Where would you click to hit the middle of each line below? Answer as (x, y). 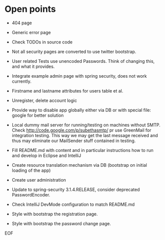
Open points (30, 9)
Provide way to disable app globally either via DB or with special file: (81, 110)
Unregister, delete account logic (44, 100)
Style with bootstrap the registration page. (55, 214)
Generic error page (31, 32)
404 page (22, 23)
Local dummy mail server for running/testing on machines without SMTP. (86, 125)
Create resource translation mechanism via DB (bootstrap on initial (79, 165)
